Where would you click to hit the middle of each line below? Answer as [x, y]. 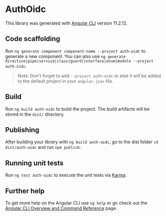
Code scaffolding [33, 39]
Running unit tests [34, 163]
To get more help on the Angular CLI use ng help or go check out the [76, 203]
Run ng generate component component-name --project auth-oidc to [75, 51]
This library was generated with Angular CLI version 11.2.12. [66, 23]
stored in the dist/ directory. [35, 114]
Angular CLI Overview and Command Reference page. [61, 208]
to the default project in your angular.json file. [65, 81]
